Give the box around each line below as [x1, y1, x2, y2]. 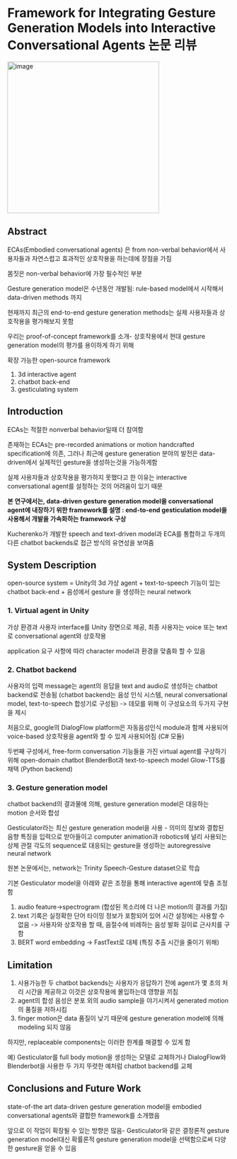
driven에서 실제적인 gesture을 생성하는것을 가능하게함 [7, 458, 158, 466]
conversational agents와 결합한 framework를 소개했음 [7, 1111, 161, 1119]
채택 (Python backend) [7, 764, 73, 773]
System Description [7, 559, 97, 571]
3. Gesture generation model [7, 783, 108, 793]
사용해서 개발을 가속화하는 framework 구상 [7, 514, 127, 523]
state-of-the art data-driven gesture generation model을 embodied [7, 1102, 202, 1111]
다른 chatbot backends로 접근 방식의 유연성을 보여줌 [7, 538, 154, 547]
